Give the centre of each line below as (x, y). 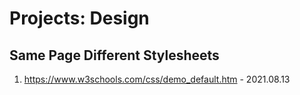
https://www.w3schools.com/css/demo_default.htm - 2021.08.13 (157, 79)
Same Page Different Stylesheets (114, 55)
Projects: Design (79, 18)
